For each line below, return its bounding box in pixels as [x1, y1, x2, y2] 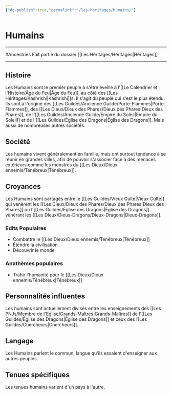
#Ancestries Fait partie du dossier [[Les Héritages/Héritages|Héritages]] [5, 51, 158, 57]
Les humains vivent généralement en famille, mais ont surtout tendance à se [5, 151, 166, 157]
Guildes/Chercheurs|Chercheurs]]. [5, 322, 78, 328]
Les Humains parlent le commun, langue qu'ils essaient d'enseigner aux [5, 350, 157, 356]
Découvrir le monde [12, 247, 55, 253]
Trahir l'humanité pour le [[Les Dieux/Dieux [12, 272, 104, 278]
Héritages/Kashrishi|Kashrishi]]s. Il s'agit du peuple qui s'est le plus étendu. [5, 95, 165, 101]
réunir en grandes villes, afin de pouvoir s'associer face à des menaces [5, 157, 156, 163]
